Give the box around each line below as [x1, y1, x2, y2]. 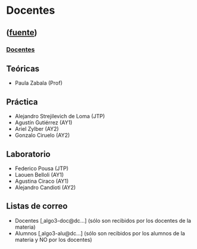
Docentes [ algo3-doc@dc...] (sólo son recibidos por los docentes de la [14, 217, 192, 224]
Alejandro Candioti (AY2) [14, 183, 76, 191]
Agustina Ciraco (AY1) [14, 177, 69, 185]
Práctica [6, 97, 38, 107]
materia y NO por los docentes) [14, 236, 93, 243]
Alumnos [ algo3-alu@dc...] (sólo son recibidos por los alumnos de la [14, 229, 185, 236]
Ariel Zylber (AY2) [14, 125, 59, 133]
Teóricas [6, 63, 40, 73]
